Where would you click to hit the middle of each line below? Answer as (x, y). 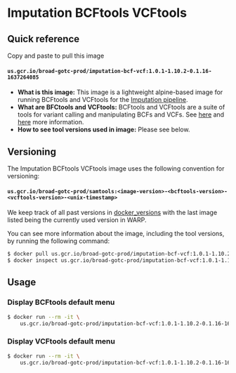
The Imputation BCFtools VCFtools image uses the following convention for (116, 169)
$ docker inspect (33, 261)
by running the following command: (59, 241)
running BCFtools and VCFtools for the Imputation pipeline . (103, 100)
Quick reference (44, 39)
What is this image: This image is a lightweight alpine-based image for (120, 92)
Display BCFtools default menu (61, 302)
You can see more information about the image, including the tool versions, (116, 234)
